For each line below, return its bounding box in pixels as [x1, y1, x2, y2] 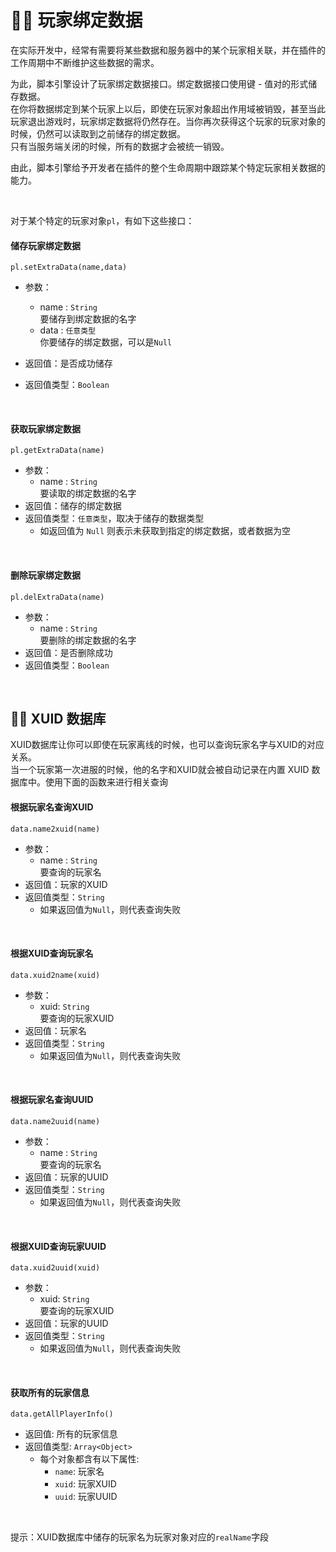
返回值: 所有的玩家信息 [24, 1428, 118, 1440]
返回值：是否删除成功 [24, 646, 113, 658]
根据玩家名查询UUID [10, 1094, 94, 1106]
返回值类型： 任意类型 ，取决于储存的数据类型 [24, 512, 205, 525]
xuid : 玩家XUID [54, 1478, 117, 1490]
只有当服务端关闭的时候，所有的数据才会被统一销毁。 [10, 140, 230, 152]
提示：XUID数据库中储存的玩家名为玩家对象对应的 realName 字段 [10, 1531, 270, 1543]
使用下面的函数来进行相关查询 [44, 776, 168, 788]
